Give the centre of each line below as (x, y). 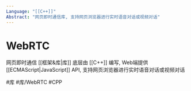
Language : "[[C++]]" (31, 11)
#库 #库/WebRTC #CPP (34, 82)
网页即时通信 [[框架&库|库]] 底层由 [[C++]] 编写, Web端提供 (77, 62)
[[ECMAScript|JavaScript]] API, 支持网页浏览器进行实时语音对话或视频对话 (95, 70)
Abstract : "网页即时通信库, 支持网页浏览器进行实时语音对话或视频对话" (83, 17)
